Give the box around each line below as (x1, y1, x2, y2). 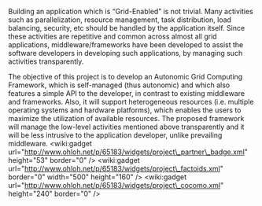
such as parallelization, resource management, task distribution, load (8, 15, 232, 24)
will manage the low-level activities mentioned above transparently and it (8, 122, 245, 131)
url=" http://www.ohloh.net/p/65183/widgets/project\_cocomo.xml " (8, 181, 224, 189)
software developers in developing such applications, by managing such (8, 49, 243, 57)
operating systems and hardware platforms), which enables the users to (8, 105, 242, 115)
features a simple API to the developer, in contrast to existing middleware (8, 89, 245, 97)
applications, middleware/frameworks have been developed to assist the (8, 40, 244, 50)
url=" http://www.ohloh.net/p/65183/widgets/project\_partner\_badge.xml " (8, 147, 248, 156)
